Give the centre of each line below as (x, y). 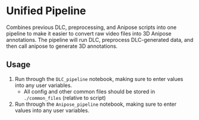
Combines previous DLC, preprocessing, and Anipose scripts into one (91, 27)
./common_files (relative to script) (65, 98)
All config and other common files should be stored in (89, 91)
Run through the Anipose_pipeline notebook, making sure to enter (96, 104)
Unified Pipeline (46, 11)
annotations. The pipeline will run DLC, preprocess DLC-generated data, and (100, 40)
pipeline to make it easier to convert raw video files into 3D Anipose (89, 33)
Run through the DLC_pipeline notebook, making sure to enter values (99, 79)
